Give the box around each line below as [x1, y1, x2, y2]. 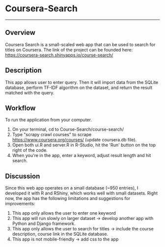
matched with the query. [5, 89, 55, 96]
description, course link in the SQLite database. [12, 231, 109, 237]
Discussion [5, 172, 40, 180]
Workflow [5, 104, 36, 112]
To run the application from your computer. [5, 117, 92, 123]
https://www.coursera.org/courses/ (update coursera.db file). [12, 137, 137, 143]
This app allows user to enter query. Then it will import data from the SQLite [5, 79, 159, 85]
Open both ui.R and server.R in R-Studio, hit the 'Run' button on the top [12, 142, 156, 148]
